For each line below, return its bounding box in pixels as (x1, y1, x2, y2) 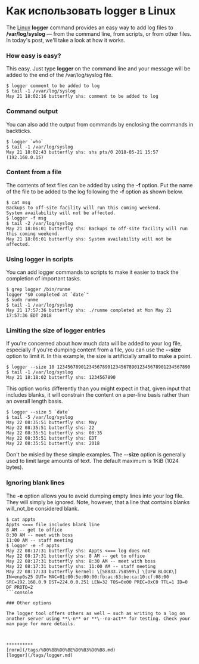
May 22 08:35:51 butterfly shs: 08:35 (6, 430, 102, 436)
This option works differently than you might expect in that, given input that (6, 385, 191, 392)
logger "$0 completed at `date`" (6, 292, 89, 298)
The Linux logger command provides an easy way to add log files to (6, 24, 174, 31)
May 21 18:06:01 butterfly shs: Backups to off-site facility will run (6, 226, 188, 231)
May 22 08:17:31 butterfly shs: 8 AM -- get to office (6, 553, 145, 559)
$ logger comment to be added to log (6, 83, 100, 89)
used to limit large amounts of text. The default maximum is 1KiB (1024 (6, 458, 179, 465)
